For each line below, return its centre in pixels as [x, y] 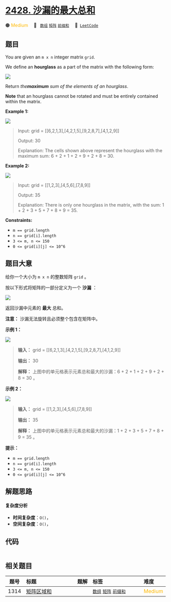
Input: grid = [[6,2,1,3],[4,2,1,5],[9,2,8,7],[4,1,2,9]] [68, 131]
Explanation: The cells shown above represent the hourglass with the [90, 150]
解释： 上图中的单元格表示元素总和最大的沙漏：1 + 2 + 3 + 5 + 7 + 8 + [91, 431]
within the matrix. [23, 101]
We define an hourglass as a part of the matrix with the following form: [80, 67]
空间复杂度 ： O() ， [32, 524]
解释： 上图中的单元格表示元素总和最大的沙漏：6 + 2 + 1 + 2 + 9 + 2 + [91, 371]
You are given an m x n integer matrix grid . [50, 57]
